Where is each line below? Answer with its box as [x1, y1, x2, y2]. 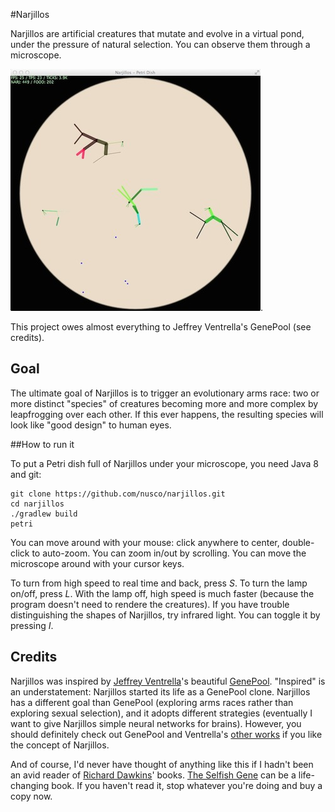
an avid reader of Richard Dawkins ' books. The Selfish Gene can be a [10, 769, 297, 781]
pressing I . [10, 619, 54, 631]
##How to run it [10, 438, 75, 450]
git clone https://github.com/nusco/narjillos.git [10, 489, 226, 499]
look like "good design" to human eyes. [10, 419, 172, 431]
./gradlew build [10, 509, 78, 519]
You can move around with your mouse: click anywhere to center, [10, 536, 280, 548]
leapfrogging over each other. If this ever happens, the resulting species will [10, 408, 324, 420]
